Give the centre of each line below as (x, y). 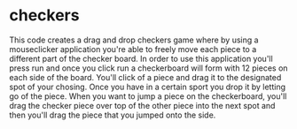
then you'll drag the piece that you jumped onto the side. (113, 115)
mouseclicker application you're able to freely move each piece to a (133, 49)
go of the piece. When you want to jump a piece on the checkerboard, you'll (148, 96)
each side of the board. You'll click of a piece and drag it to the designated (145, 77)
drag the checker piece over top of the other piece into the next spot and (142, 105)
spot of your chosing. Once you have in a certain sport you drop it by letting (148, 87)
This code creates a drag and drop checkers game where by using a (134, 40)
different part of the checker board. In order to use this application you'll (141, 58)
